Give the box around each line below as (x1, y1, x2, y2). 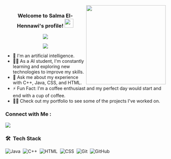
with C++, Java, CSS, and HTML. (12, 79, 82, 86)
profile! (45, 22, 64, 29)
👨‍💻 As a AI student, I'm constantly (12, 58, 84, 64)
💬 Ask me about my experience (12, 74, 79, 81)
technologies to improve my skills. (12, 69, 84, 75)
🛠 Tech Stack (5, 135, 42, 142)
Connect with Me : (5, 111, 52, 118)
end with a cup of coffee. (12, 93, 66, 99)
